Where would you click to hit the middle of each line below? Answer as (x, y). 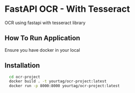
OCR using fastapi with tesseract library (45, 23)
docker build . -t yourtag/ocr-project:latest (58, 81)
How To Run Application (42, 38)
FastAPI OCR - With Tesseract (67, 9)
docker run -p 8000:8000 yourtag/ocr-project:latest (65, 86)
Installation (22, 66)
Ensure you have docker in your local (42, 50)
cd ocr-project (25, 77)
